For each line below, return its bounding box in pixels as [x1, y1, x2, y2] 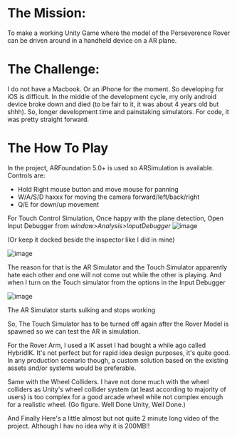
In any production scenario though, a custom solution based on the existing [7, 356, 229, 364]
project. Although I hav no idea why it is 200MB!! [7, 421, 150, 430]
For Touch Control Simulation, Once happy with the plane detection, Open [7, 214, 224, 222]
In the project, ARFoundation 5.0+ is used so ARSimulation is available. [7, 163, 215, 172]
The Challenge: [7, 61, 100, 78]
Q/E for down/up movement [17, 200, 100, 208]
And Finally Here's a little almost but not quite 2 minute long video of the [7, 413, 219, 422]
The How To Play [7, 140, 109, 156]
